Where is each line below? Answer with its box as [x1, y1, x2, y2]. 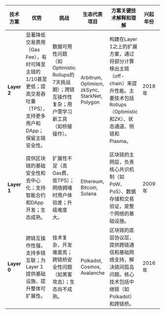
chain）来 [110, 80, 132, 86]
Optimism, [80, 81, 104, 87]
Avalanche [80, 270, 105, 276]
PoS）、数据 [110, 188, 137, 195]
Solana [80, 190, 97, 197]
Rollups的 [52, 71, 75, 78]
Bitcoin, [80, 184, 98, 191]
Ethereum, [80, 178, 105, 185]
